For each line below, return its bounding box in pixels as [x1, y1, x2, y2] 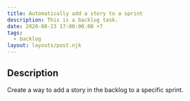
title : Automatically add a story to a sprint [7, 10, 143, 17]
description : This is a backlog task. [7, 16, 118, 23]
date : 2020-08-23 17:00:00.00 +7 [7, 23, 103, 30]
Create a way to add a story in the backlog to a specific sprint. [7, 85, 184, 93]
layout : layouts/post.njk [7, 42, 81, 49]
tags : [7, 29, 23, 36]
